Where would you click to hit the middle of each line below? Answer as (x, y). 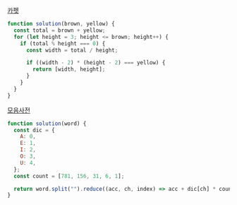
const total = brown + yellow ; (60, 30)
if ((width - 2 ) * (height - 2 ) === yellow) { (96, 63)
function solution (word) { (47, 123)
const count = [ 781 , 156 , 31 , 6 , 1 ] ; (69, 176)
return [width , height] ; (69, 69)
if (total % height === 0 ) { (63, 43)
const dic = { (34, 130)
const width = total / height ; (72, 50)
